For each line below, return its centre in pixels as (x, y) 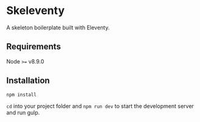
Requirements (34, 47)
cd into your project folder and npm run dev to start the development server (100, 106)
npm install (21, 95)
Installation (28, 81)
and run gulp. (23, 112)
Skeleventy (36, 11)
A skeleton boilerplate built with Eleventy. (58, 27)
